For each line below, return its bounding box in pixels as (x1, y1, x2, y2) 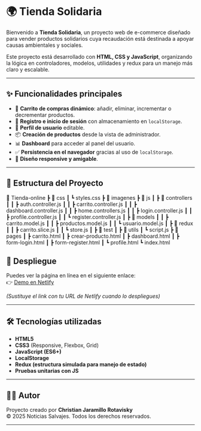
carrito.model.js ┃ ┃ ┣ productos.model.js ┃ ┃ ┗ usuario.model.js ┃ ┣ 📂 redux (6, 220, 193, 227)
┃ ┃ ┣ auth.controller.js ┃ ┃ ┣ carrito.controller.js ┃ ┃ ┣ (6, 200, 138, 208)
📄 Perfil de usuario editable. (14, 124, 85, 131)
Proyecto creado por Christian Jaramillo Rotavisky (6, 406, 133, 413)
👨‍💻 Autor (6, 390, 41, 400)
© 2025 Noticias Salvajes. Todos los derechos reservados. (6, 412, 151, 420)
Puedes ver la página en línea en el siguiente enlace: (6, 272, 136, 279)
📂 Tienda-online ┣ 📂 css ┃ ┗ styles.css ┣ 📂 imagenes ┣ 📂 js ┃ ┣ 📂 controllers (6, 194, 193, 201)
